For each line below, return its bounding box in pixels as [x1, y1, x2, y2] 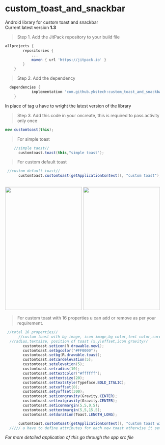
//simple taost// [14, 146, 50, 151]
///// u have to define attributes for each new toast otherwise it [9, 425, 153, 431]
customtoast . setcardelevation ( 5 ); [23, 357, 93, 362]
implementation [31, 90, 63, 95]
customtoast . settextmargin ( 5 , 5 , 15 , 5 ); [23, 407, 102, 413]
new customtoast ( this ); [5, 127, 54, 132]
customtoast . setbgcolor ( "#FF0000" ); [23, 348, 98, 353]
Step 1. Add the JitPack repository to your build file [17, 34, 120, 40]
